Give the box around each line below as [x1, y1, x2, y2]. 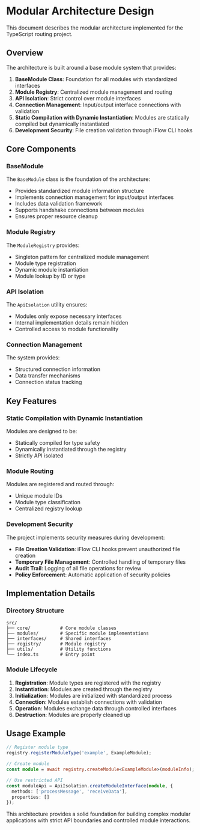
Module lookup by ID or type [14, 272, 86, 279]
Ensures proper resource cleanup [14, 213, 98, 220]
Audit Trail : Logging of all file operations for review [14, 564, 142, 572]
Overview [6, 48, 44, 58]
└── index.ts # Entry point [6, 651, 95, 658]
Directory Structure [6, 606, 64, 614]
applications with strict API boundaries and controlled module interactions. [6, 817, 191, 824]
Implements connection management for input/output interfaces [14, 194, 174, 201]
